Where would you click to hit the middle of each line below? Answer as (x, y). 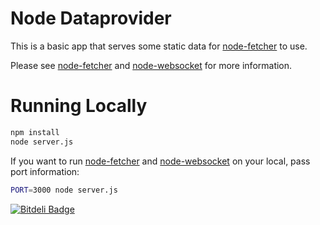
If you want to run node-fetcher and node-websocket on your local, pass (160, 161)
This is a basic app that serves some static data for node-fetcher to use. (159, 46)
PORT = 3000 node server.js (64, 190)
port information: (45, 171)
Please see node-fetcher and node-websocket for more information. (151, 65)
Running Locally (79, 106)
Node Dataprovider (91, 18)
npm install (35, 132)
